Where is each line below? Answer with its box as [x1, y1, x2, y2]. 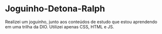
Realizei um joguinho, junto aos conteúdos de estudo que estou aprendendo [5, 19, 158, 25]
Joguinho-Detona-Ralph [5, 3, 105, 14]
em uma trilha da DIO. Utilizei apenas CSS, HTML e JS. [5, 24, 114, 29]
